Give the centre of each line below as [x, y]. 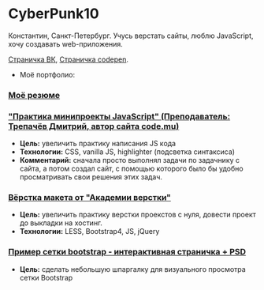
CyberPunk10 [54, 14]
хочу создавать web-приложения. [66, 43]
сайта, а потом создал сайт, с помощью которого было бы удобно [131, 169]
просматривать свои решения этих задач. [91, 177]
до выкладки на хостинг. [61, 223]
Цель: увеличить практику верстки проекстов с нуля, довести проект [138, 215]
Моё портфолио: [47, 74]
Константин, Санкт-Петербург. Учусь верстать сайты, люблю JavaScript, [131, 36]
